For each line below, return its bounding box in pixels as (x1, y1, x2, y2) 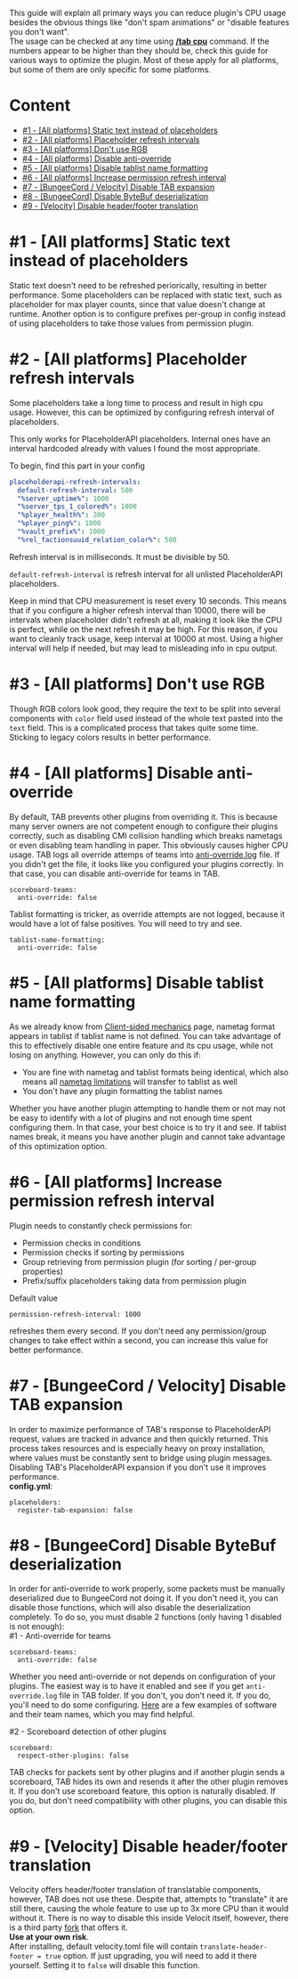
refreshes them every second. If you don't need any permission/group (9, 1326, 267, 1336)
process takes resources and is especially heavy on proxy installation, (9, 1442, 266, 1454)
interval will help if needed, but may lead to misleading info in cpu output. (9, 643, 278, 653)
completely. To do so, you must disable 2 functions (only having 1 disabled (9, 1611, 282, 1623)
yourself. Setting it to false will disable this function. (9, 1960, 200, 1971)
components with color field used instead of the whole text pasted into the (9, 712, 283, 724)
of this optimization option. (9, 1140, 108, 1151)
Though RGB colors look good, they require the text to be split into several (9, 703, 281, 714)
